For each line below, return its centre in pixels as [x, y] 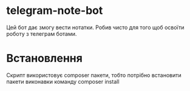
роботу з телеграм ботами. [42, 33]
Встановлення [45, 59]
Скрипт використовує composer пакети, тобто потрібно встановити [94, 75]
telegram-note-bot [55, 11]
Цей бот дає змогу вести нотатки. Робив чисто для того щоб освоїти [95, 27]
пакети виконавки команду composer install [63, 81]
